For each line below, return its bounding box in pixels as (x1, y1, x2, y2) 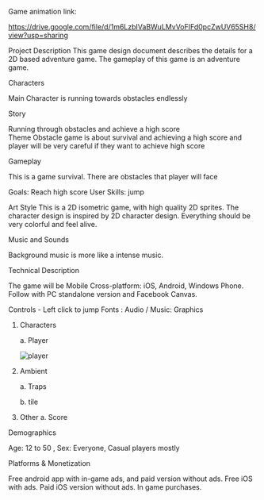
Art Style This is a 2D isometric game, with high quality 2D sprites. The (8, 202, 239, 212)
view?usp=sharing (8, 31, 69, 40)
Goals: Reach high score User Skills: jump (8, 187, 145, 197)
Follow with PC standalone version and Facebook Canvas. (8, 290, 198, 298)
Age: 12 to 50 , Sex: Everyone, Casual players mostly (8, 444, 180, 452)
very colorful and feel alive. (8, 220, 98, 229)
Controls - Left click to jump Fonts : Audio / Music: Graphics (8, 305, 204, 314)
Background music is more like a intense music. (8, 250, 164, 260)
